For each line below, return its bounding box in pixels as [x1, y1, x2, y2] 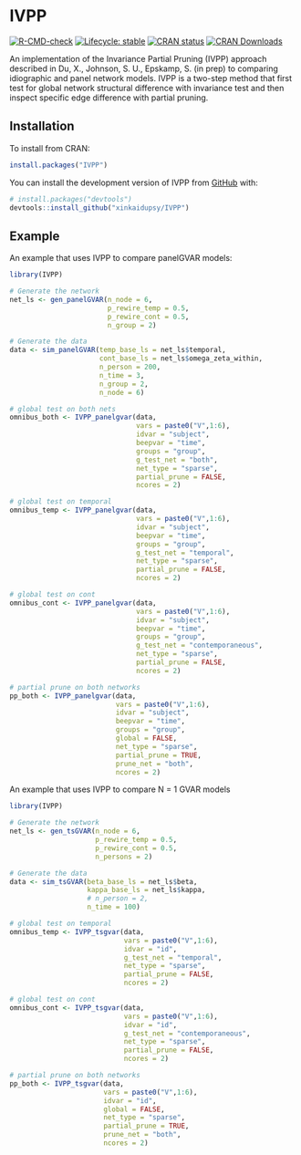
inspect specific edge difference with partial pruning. [9, 92, 209, 103]
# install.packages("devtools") [9, 194, 132, 203]
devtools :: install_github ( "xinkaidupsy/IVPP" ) [9, 203, 190, 213]
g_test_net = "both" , [135, 455, 219, 464]
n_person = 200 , [99, 362, 161, 372]
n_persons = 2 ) [95, 852, 153, 861]
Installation [9, 119, 75, 134]
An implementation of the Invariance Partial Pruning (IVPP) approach [9, 53, 267, 64]
